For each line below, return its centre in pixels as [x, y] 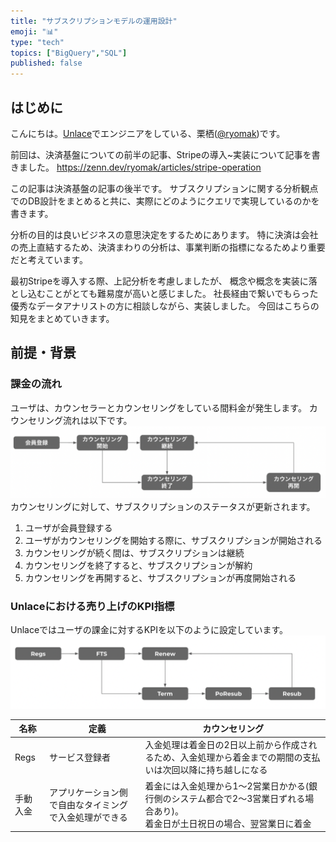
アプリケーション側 [88, 792]
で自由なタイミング [88, 804]
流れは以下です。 [97, 420]
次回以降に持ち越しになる [215, 770]
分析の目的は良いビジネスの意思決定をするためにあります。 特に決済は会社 [164, 234]
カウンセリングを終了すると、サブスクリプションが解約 [138, 565]
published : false [46, 63]
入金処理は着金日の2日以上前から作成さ [226, 745]
